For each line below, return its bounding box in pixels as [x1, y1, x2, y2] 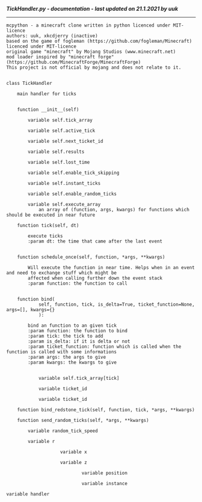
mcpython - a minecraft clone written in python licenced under [6, 22, 171, 28]
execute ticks [28, 233, 63, 239]
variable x [60, 449, 87, 455]
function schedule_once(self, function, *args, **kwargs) [17, 254, 165, 260]
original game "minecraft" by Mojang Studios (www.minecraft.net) [6, 49, 176, 55]
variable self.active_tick [28, 128, 96, 134]
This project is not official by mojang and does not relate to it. [6, 64, 182, 70]
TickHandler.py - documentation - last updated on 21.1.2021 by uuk [6, 5, 179, 12]
